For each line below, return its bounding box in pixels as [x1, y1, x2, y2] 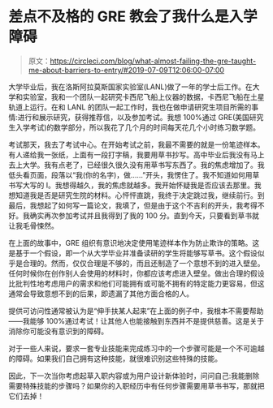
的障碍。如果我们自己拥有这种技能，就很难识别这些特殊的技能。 [8, 354, 222, 363]
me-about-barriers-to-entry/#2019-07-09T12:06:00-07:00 [28, 65, 225, 75]
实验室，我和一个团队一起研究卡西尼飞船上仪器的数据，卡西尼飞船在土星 [22, 92, 265, 101]
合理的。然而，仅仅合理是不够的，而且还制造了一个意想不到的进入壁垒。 [22, 258, 265, 268]
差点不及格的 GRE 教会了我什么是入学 [8, 7, 258, 26]
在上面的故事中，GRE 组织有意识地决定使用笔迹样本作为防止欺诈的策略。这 [8, 238, 260, 247]
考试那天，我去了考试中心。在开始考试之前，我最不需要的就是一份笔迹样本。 [8, 140, 265, 149]
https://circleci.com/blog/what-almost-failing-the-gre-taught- [50, 56, 257, 66]
